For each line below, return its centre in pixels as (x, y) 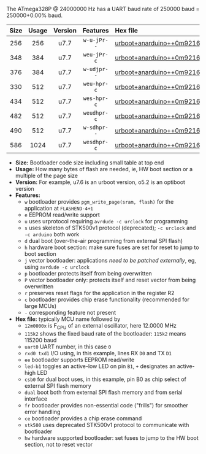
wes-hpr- (96, 98)
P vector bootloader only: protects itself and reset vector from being (110, 280)
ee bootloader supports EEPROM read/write (79, 360)
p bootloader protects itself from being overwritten (88, 273)
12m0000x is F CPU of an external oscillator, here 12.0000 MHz (100, 326)
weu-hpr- (96, 84)
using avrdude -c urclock (57, 267)
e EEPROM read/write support (62, 215)
